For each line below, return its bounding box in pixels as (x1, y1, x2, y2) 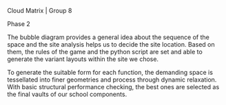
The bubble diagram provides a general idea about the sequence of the (7, 33, 210, 41)
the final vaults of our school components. (7, 90, 127, 98)
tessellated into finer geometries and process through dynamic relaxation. (7, 75, 217, 84)
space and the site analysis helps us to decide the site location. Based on (7, 40, 215, 48)
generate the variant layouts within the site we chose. (7, 55, 159, 63)
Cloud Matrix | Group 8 (7, 7, 72, 14)
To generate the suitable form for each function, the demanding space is (7, 69, 214, 76)
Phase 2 (7, 20, 31, 27)
